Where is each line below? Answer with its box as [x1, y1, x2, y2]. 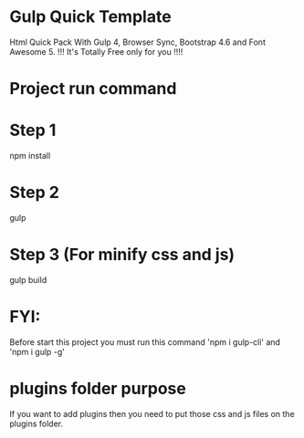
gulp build [9, 274, 47, 285]
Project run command [9, 78, 177, 99]
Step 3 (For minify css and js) [9, 245, 236, 266]
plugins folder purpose [9, 379, 187, 399]
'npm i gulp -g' [9, 346, 66, 357]
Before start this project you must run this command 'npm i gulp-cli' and [9, 336, 281, 348]
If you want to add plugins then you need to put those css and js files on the [9, 408, 295, 419]
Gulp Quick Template [9, 6, 172, 27]
